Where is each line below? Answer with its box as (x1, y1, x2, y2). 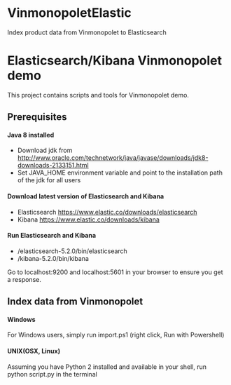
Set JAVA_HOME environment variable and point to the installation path (17, 168, 223, 177)
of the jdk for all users (17, 176, 81, 184)
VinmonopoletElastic (7, 5, 132, 21)
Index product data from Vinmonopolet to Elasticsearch (7, 28, 167, 36)
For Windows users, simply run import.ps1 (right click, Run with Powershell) (7, 331, 225, 339)
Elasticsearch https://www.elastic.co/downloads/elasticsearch (17, 208, 197, 216)
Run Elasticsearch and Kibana (7, 231, 97, 240)
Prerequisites (7, 111, 67, 123)
